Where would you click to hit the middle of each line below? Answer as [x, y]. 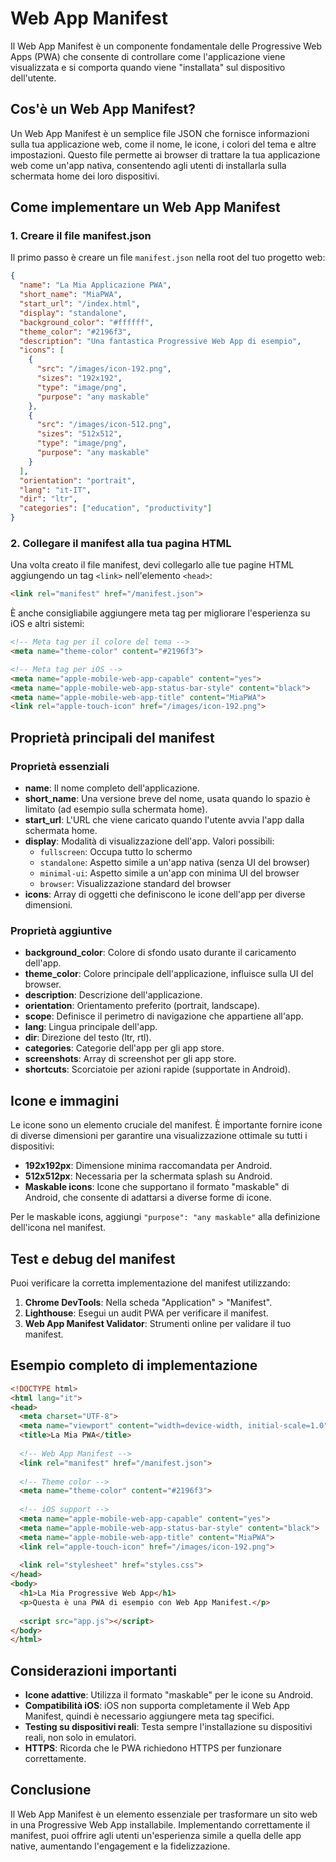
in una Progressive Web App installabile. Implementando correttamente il [160, 1824]
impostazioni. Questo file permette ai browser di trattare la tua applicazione [165, 154]
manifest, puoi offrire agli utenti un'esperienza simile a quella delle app [156, 1835]
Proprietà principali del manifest [112, 737]
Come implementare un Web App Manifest [145, 207]
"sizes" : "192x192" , [79, 378]
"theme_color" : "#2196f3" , [75, 332]
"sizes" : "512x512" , [79, 434]
